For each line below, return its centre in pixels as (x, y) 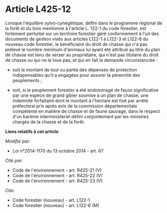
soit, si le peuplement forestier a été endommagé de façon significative (85, 90)
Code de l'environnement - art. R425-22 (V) (58, 175)
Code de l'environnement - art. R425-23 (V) (58, 181)
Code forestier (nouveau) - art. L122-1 (51, 200)
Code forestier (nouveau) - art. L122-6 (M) (56, 205)
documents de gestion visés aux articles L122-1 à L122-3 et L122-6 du (77, 39)
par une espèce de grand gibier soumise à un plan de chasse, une (80, 95)
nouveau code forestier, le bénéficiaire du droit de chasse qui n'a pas (77, 44)
